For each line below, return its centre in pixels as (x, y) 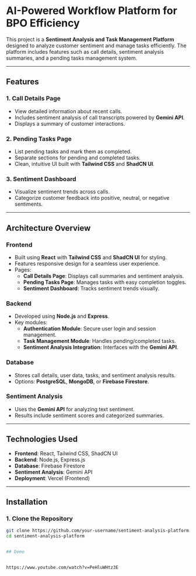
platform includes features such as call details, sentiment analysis (85, 51)
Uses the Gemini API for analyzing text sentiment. (75, 409)
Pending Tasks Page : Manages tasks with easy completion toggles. (105, 282)
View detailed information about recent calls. (68, 111)
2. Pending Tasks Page (39, 138)
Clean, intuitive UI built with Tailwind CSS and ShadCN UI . (84, 164)
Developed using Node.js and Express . (62, 316)
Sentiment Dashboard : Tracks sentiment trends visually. (91, 288)
